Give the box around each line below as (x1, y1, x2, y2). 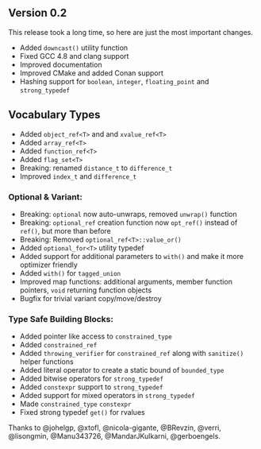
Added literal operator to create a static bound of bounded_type (19, 366, 225, 375)
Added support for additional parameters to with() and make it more (19, 251, 244, 261)
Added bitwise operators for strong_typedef (19, 374, 164, 384)
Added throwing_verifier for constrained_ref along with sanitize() (19, 349, 244, 358)
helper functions (19, 357, 74, 366)
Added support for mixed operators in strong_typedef (19, 391, 196, 401)
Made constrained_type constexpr (19, 399, 132, 408)
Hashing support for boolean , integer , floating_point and (19, 76, 209, 86)
